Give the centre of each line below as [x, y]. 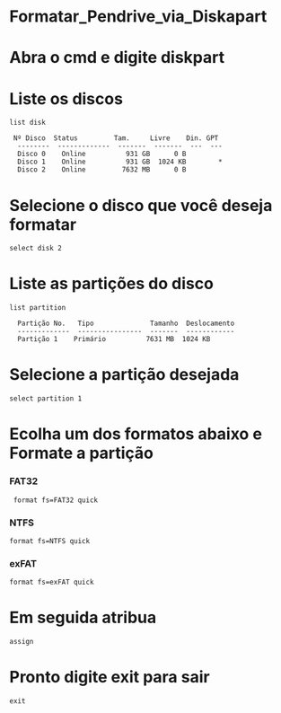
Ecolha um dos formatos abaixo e [136, 434]
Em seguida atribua [83, 618]
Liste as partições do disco [111, 284]
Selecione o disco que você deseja [141, 205]
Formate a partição [82, 453]
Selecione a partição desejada [124, 375]
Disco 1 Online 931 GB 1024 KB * [120, 162]
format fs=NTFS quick [50, 541]
